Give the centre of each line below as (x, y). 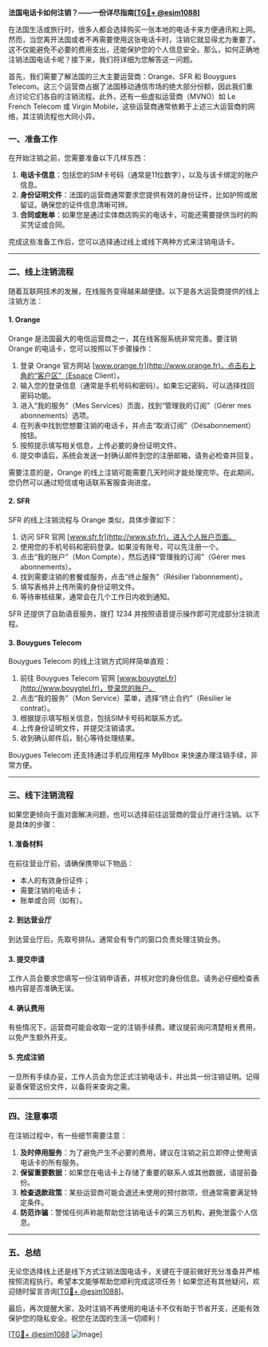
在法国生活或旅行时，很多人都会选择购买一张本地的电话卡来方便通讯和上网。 (134, 30)
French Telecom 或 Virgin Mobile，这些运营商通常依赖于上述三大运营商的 (128, 106)
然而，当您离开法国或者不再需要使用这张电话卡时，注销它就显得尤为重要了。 (134, 40)
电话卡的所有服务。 (51, 1162)
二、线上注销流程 (41, 272)
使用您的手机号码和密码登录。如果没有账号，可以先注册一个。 (121, 547)
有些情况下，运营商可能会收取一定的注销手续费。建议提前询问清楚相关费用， (134, 1027)
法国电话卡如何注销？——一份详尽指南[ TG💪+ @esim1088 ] (104, 12)
